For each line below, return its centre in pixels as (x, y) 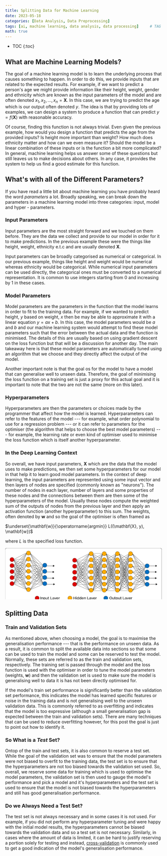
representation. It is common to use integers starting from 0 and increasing (82, 277)
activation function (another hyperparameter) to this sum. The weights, (78, 511)
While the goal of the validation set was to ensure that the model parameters (83, 756)
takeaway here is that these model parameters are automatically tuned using (83, 349)
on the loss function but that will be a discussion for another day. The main (82, 343)
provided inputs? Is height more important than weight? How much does (79, 137)
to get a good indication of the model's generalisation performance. (75, 848)
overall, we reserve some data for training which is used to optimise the (78, 772)
